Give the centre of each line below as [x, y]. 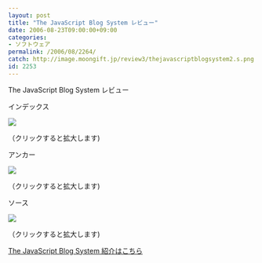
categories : [27, 37]
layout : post [29, 15]
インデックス [29, 106]
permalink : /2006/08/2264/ [52, 52]
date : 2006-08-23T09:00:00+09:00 [63, 30]
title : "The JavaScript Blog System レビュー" [83, 23]
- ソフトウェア [29, 45]
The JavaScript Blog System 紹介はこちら [76, 250]
